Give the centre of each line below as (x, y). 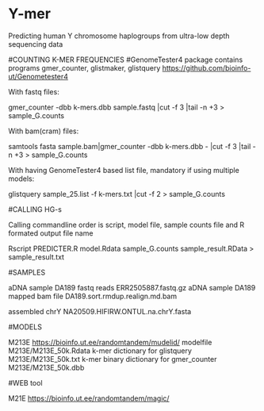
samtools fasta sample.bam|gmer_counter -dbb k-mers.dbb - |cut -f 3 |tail (130, 146)
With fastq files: (34, 91)
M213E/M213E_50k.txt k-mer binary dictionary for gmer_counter (113, 359)
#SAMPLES (27, 272)
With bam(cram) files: (44, 131)
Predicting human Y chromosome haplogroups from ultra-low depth (119, 36)
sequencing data (36, 44)
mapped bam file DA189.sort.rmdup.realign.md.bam (92, 296)
